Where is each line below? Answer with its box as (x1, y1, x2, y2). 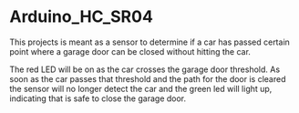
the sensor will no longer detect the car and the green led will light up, (9, 83, 273, 94)
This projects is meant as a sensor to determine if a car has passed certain (9, 36, 290, 47)
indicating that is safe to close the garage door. (9, 93, 187, 104)
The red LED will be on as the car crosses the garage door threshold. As (9, 64, 281, 75)
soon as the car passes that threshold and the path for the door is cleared (9, 73, 286, 84)
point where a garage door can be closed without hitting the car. (9, 46, 251, 56)
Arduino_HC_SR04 (9, 6, 153, 27)
